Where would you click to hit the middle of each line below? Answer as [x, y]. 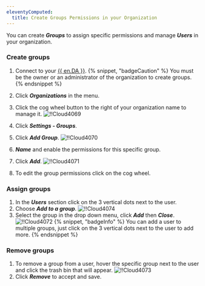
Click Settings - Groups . [46, 125]
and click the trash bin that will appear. [64, 270]
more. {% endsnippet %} [47, 235]
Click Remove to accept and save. [58, 277]
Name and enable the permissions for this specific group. [88, 149]
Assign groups [28, 189]
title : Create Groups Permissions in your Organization [84, 18]
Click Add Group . [37, 137]
